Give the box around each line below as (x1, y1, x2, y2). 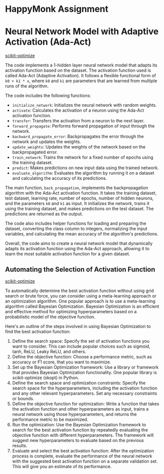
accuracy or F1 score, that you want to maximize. (12, 359, 111, 365)
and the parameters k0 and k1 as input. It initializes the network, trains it (5, 201, 150, 207)
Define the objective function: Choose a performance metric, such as (12, 354, 152, 359)
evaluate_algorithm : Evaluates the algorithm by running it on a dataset (12, 170, 154, 176)
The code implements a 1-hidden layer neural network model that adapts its (5, 62, 158, 68)
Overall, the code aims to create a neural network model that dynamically (5, 240, 153, 246)
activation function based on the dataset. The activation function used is (5, 67, 151, 73)
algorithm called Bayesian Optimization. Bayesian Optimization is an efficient (5, 303, 160, 309)
